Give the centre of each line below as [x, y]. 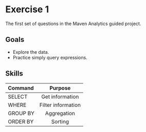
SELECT [18, 97]
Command [21, 88]
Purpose [60, 88]
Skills [14, 73]
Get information [60, 97]
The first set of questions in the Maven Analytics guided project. [73, 24]
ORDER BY [21, 121]
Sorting [60, 121]
